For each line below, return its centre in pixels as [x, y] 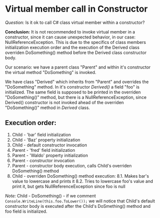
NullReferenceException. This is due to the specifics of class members [76, 42]
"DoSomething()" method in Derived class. [48, 108]
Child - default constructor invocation [49, 145]
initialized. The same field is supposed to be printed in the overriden [73, 92]
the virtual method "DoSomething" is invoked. [51, 72]
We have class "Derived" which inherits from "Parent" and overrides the [77, 82]
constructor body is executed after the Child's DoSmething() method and [78, 206]
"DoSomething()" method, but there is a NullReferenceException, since [76, 97]
